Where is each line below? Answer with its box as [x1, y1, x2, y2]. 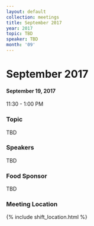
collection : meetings [6, 14, 60, 20]
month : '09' [6, 42, 35, 48]
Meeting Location [6, 200, 58, 208]
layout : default [6, 8, 46, 15]
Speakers [6, 144, 34, 152]
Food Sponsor [6, 171, 47, 180]
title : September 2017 [6, 20, 62, 26]
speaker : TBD [6, 36, 38, 42]
